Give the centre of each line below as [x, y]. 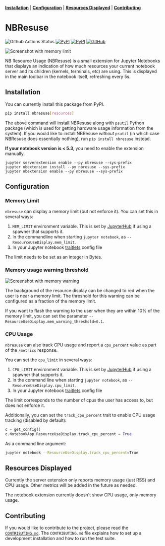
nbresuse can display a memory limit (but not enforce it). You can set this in [82, 212]
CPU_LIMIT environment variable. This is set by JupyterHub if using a [82, 369]
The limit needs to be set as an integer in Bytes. [54, 257]
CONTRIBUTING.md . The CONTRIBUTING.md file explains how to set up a [73, 533]
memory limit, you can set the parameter [47, 316]
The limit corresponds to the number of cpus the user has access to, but [79, 400]
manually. [15, 154]
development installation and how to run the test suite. [60, 539]
